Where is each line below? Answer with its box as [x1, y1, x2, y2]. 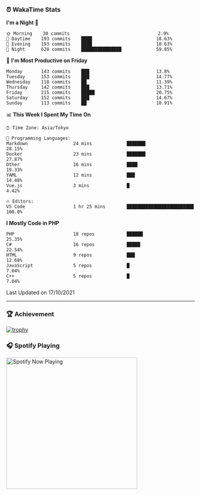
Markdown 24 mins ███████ [6, 141, 146, 147]
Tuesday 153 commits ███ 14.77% [6, 74, 172, 80]
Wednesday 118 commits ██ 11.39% [6, 79, 172, 85]
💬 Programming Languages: [6, 135, 71, 142]
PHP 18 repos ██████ [6, 231, 144, 237]
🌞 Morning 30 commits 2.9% [6, 31, 169, 37]
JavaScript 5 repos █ [6, 263, 130, 269]
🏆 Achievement [6, 310, 54, 318]
